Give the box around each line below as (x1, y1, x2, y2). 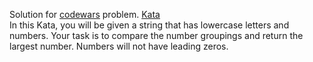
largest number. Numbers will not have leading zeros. (9, 40, 229, 52)
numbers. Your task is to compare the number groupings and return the (9, 30, 304, 41)
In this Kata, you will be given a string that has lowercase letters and (9, 19, 290, 31)
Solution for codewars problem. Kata (9, 9, 161, 20)
